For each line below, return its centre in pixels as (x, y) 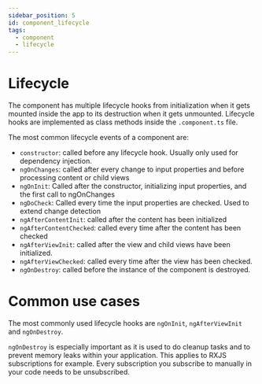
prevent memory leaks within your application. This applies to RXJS (117, 355)
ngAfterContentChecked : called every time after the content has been (130, 228)
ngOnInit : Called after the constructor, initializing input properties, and (133, 186)
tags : (17, 30)
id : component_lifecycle (49, 23)
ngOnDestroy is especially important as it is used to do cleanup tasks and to (129, 347)
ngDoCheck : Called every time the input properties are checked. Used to (134, 203)
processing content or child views (74, 178)
